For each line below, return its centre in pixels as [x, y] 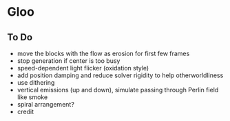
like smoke [32, 97]
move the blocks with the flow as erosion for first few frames [103, 53]
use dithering [36, 82]
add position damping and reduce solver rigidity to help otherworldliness [120, 75]
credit [25, 111]
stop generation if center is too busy [69, 61]
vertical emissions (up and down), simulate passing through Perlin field [118, 90]
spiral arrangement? [45, 104]
